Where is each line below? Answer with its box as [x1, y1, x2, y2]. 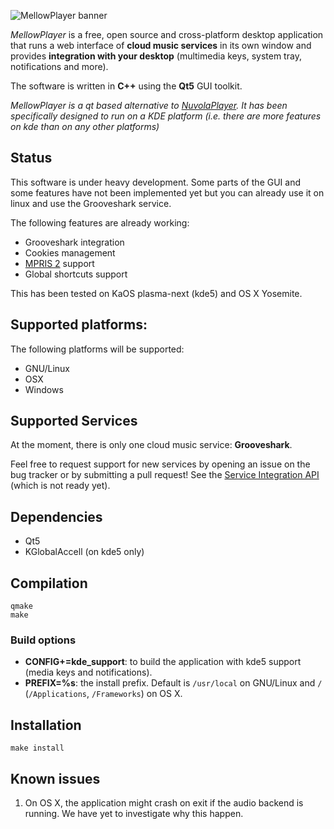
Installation [10, 716, 82, 734]
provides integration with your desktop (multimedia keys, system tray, [10, 50, 302, 62]
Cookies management [24, 246, 116, 259]
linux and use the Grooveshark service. [10, 197, 172, 209]
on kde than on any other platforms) [10, 121, 160, 132]
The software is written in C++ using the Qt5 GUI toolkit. [10, 80, 243, 92]
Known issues [10, 770, 101, 787]
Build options [10, 633, 77, 647]
